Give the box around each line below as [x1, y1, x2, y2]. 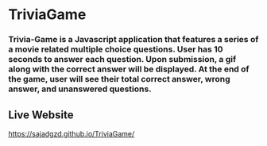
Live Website [8, 108, 74, 121]
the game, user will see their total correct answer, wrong [8, 74, 230, 85]
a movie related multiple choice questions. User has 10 [8, 44, 223, 55]
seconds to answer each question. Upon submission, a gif [8, 54, 237, 65]
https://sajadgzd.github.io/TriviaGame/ [8, 129, 135, 138]
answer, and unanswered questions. [8, 83, 153, 94]
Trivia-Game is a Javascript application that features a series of [8, 34, 259, 45]
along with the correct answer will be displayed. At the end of [8, 63, 250, 75]
